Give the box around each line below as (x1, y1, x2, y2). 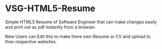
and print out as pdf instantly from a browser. (5, 24, 96, 30)
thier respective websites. (5, 38, 57, 44)
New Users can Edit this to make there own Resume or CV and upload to (5, 33, 151, 39)
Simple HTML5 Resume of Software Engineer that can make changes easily (5, 19, 157, 25)
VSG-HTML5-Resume (5, 3, 96, 14)
